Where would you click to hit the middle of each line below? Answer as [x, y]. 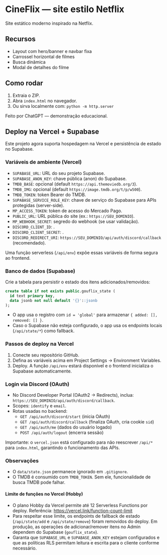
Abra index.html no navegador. [45, 101]
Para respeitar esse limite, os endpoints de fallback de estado [76, 516]
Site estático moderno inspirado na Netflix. [49, 23]
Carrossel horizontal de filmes [44, 56]
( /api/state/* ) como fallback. [43, 331]
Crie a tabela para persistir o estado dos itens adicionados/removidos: [78, 282]
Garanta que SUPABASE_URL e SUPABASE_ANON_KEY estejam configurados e [86, 537]
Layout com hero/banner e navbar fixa [52, 51]
